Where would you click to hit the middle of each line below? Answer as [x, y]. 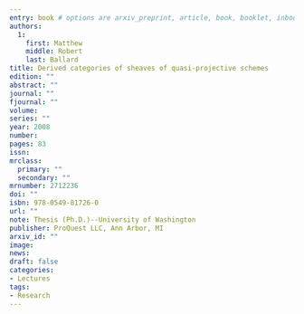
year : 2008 [30, 128]
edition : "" [32, 77]
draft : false [34, 262]
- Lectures [30, 279]
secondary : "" [44, 177]
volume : [24, 110]
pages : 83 [28, 144]
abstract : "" [34, 85]
